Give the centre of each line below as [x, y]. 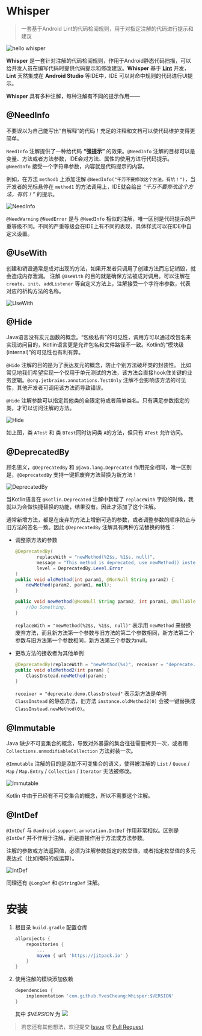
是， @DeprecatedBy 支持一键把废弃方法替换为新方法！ [72, 475]
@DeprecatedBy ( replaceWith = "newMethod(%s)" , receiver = [89, 664]
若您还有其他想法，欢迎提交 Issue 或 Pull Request [82, 1026]
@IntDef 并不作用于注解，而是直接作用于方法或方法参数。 [77, 837]
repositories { [45, 944]
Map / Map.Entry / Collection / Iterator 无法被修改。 [71, 771]
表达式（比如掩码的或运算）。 [42, 858]
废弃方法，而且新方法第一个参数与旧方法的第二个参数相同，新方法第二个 [104, 632]
